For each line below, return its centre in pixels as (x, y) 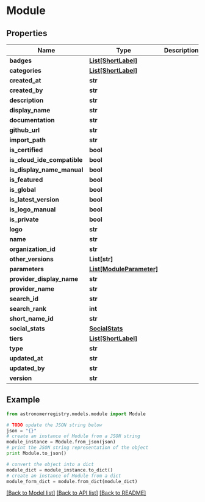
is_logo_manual (33, 209)
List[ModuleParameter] (124, 269)
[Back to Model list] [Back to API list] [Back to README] (76, 493)
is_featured (26, 180)
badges (21, 60)
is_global (23, 190)
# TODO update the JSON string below (54, 425)
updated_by (27, 368)
